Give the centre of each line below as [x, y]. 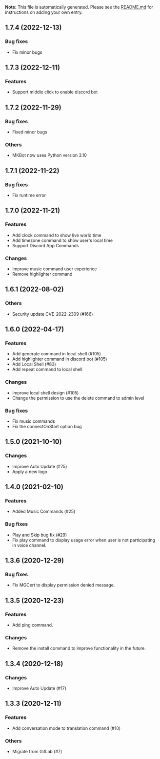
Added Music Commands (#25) [44, 511]
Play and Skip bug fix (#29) [40, 535]
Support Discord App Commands [45, 245]
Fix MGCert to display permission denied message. [63, 585]
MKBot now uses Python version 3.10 [49, 155]
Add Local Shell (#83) [34, 364]
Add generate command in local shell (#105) [57, 354]
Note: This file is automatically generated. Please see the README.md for [79, 7]
